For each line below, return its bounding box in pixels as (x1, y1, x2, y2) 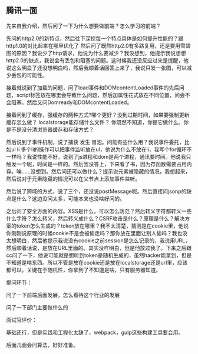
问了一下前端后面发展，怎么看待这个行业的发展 (6, 291, 120, 298)
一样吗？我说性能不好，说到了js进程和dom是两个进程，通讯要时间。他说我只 (6, 153, 192, 160)
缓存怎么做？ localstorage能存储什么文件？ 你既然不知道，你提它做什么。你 (6, 118, 189, 125)
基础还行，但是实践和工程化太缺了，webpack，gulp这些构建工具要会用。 (6, 329, 184, 336)
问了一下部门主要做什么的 (6, 303, 68, 310)
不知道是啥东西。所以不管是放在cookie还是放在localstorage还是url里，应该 (6, 259, 188, 266)
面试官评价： (6, 316, 37, 323)
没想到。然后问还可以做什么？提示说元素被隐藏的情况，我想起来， (30, 168, 191, 175)
